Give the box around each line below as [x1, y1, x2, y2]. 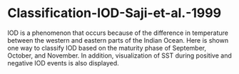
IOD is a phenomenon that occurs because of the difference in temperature [7, 28, 228, 37]
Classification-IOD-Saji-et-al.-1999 [7, 5, 222, 21]
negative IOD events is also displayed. [7, 58, 119, 67]
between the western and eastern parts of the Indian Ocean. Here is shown [7, 36, 229, 44]
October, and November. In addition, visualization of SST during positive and [7, 51, 232, 60]
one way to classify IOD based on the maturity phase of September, [7, 43, 207, 52]
